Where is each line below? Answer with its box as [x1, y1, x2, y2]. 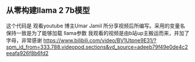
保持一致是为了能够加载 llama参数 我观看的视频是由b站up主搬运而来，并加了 [6, 29, 190, 36]
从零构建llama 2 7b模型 [6, 5, 90, 16]
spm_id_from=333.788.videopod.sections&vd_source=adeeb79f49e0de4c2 [6, 43, 189, 50]
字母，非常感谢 [6, 37, 42, 44]
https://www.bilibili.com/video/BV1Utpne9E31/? [43, 37, 156, 44]
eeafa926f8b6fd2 [6, 49, 49, 57]
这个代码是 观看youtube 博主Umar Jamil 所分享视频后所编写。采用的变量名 [6, 22, 186, 29]
